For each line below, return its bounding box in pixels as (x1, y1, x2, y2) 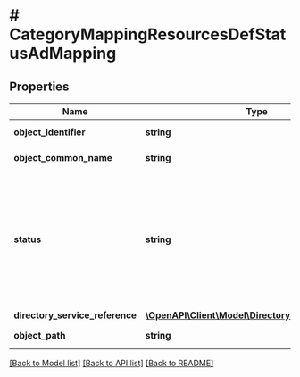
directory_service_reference (13, 309, 137, 322)
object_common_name (13, 152, 113, 163)
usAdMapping (9, 44, 117, 63)
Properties (9, 79, 70, 94)
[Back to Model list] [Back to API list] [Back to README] (9, 358, 214, 368)
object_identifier (13, 126, 86, 138)
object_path (13, 330, 66, 341)
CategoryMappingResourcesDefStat (9, 24, 287, 45)
